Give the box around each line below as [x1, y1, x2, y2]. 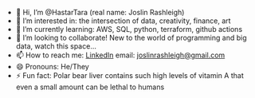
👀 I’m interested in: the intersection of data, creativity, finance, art [15, 16, 231, 25]
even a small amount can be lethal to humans [15, 82, 165, 92]
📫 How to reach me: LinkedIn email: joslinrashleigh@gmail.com [15, 50, 226, 60]
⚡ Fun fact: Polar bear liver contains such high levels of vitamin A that [15, 71, 245, 80]
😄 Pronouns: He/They [15, 62, 89, 71]
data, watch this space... [15, 41, 97, 51]
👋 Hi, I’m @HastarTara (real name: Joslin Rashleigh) [15, 8, 185, 17]
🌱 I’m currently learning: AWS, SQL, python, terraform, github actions [15, 25, 243, 33]
